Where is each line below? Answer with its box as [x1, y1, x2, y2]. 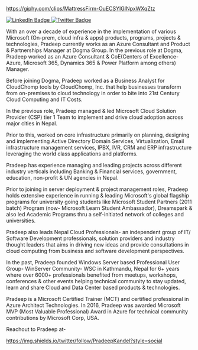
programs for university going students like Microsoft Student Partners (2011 [6, 198, 192, 205]
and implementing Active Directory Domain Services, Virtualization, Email [6, 138, 184, 144]
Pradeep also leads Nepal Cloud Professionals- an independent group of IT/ [6, 229, 191, 235]
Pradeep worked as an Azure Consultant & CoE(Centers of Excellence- [6, 53, 179, 60]
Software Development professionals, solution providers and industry [6, 235, 175, 242]
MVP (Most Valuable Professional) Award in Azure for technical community [6, 308, 188, 315]
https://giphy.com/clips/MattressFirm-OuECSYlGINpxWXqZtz [6, 5, 155, 12]
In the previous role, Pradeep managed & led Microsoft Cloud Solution [6, 108, 176, 114]
